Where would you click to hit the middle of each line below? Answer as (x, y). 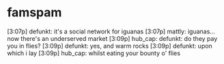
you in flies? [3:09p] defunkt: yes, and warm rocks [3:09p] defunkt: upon (110, 46)
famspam (34, 13)
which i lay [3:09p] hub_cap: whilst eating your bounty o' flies (94, 53)
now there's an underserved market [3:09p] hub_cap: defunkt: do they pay (112, 38)
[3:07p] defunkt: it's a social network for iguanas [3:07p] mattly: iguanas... (111, 31)
